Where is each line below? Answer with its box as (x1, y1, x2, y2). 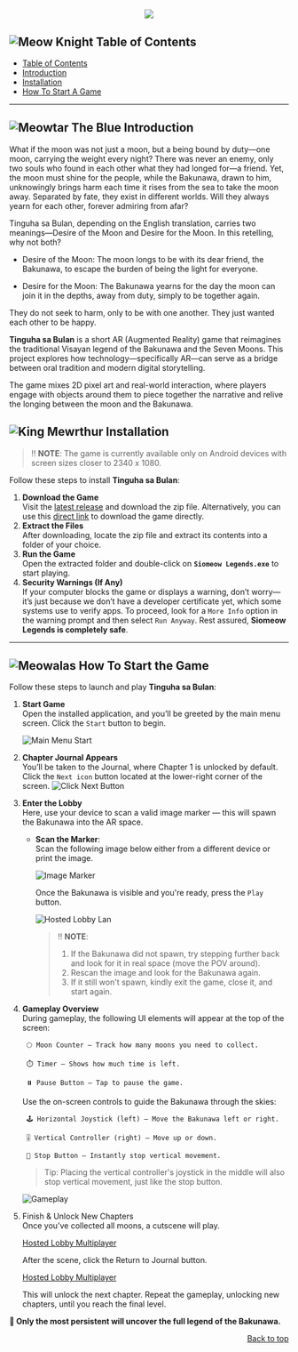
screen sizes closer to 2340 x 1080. (30, 457, 162, 468)
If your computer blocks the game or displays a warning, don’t (21, 586, 250, 597)
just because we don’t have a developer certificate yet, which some (34, 596, 282, 607)
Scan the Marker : (35, 834, 100, 845)
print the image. (35, 853, 94, 864)
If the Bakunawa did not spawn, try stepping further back (70, 948, 280, 960)
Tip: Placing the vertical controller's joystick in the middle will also (43, 1167, 286, 1178)
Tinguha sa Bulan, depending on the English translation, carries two (9, 218, 256, 229)
